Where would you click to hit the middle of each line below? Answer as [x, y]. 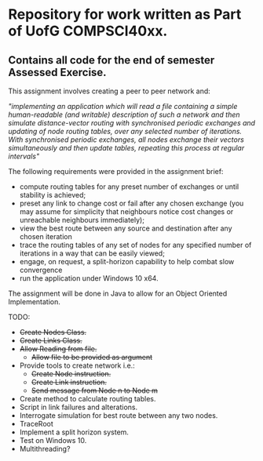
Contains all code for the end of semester [111, 60]
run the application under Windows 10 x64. [89, 278]
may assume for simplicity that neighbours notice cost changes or [126, 212]
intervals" [24, 156]
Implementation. [35, 302]
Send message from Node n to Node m [95, 390]
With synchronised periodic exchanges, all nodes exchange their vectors [126, 140]
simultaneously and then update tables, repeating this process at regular [126, 148]
